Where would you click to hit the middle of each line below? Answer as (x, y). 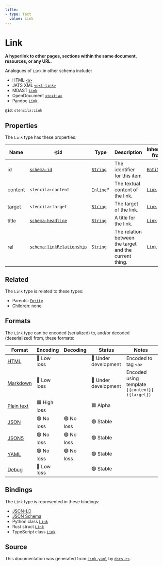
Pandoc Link (25, 101)
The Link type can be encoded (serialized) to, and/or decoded (67, 333)
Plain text (18, 406)
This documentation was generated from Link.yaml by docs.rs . (68, 559)
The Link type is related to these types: (44, 291)
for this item (128, 176)
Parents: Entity (27, 300)
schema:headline (49, 221)
